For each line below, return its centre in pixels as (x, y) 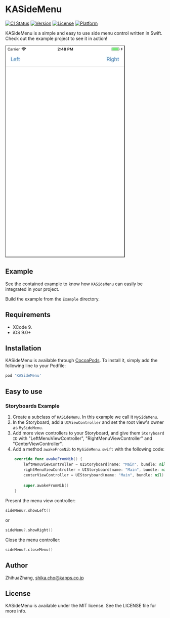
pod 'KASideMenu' (24, 376)
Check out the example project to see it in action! (56, 38)
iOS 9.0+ (22, 332)
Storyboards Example (32, 406)
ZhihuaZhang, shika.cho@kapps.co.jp (45, 578)
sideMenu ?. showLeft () (28, 511)
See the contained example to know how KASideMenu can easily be (74, 284)
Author (16, 566)
